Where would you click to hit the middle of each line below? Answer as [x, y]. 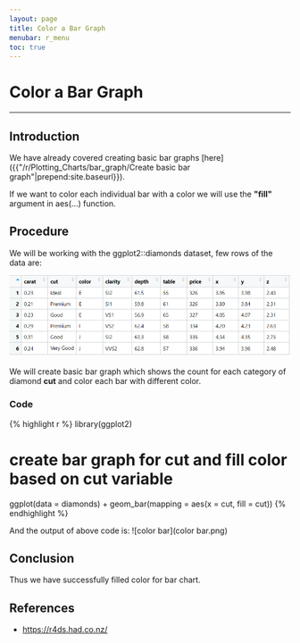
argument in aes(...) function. [62, 204]
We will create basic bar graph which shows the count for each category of [148, 372]
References [42, 608]
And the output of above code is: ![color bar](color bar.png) [118, 530]
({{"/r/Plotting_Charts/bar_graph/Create [82, 167]
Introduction [45, 136]
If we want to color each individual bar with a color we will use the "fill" [141, 194]
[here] [212, 158]
